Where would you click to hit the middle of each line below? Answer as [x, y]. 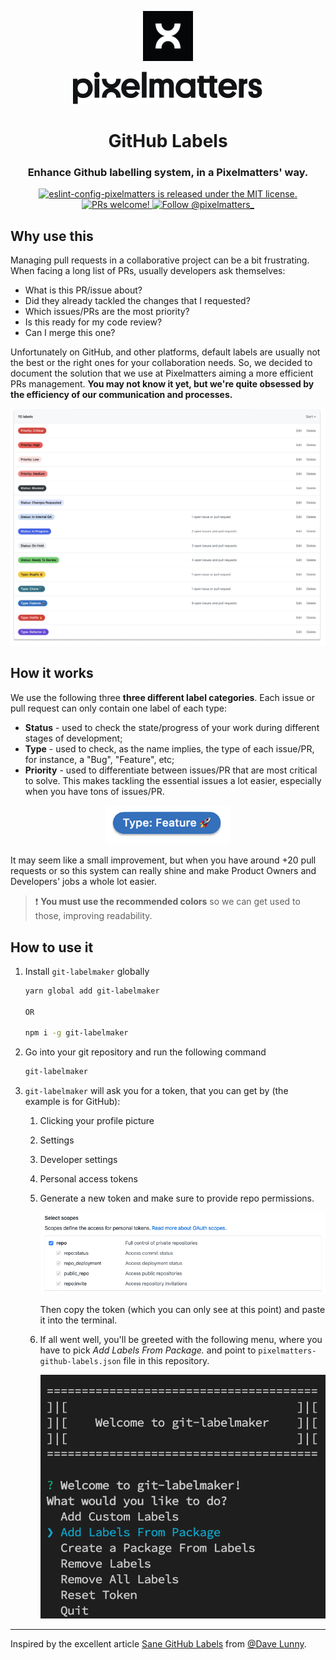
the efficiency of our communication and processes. [121, 395]
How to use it [52, 947]
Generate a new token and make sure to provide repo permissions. [177, 1198]
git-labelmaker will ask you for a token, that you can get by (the [156, 1091]
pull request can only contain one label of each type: [119, 708]
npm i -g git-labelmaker [76, 1033]
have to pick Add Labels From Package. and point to [148, 1350]
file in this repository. [166, 1361]
